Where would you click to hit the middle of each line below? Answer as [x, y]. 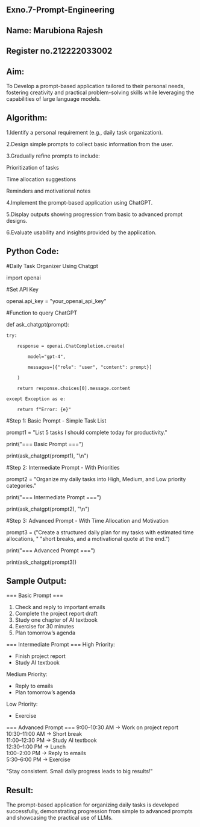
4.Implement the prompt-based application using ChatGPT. [80, 202]
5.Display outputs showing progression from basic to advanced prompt [94, 214]
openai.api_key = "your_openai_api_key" [56, 301]
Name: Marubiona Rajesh [55, 30]
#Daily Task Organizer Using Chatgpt [52, 266]
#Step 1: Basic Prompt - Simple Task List [56, 420]
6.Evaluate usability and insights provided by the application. [81, 232]
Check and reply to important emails [60, 607]
